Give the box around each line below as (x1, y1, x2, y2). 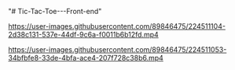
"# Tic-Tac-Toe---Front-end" (8, 7, 102, 16)
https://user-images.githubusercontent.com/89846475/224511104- (8, 22, 226, 30)
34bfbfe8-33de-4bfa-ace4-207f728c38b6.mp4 (8, 54, 163, 62)
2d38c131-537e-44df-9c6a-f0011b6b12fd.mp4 (8, 30, 159, 39)
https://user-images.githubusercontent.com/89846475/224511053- (8, 45, 227, 54)
